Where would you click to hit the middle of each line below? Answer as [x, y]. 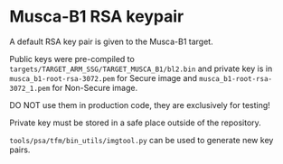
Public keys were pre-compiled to [72, 59]
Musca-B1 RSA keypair [97, 17]
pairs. [20, 150]
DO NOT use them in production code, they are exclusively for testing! [140, 105]
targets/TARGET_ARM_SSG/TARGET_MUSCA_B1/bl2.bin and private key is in [141, 68]
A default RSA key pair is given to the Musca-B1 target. [112, 41]
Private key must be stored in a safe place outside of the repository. [136, 123]
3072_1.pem [30, 88]
